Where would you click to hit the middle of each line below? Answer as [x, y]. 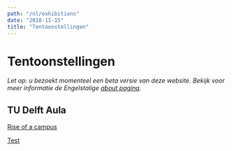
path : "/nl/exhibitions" [43, 14]
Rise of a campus [32, 127]
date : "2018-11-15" [36, 20]
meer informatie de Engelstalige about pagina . [74, 88]
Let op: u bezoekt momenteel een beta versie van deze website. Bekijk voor [116, 80]
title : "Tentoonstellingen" [48, 27]
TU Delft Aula [37, 110]
